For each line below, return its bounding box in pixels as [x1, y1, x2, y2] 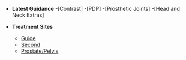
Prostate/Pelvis [20, 47, 59, 55]
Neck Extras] [11, 11, 44, 19]
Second [20, 41, 40, 48]
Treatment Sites [11, 23, 53, 30]
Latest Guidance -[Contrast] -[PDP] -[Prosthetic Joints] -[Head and [11, 5, 180, 12]
